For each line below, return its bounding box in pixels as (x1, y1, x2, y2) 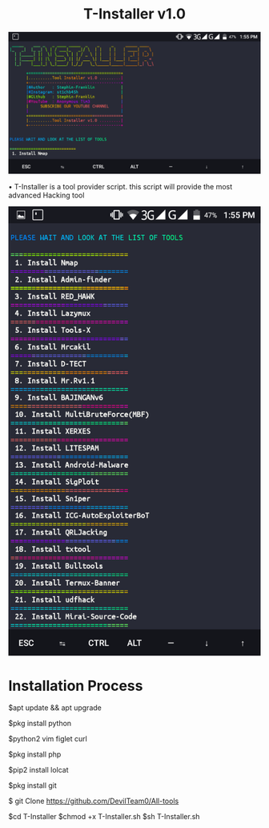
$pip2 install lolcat (8, 765, 70, 775)
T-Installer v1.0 (82, 5, 187, 23)
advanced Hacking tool (8, 190, 85, 201)
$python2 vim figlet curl (8, 734, 88, 744)
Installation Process (8, 676, 143, 695)
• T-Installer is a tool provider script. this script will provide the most (8, 182, 233, 192)
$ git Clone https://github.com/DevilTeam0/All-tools (8, 796, 179, 806)
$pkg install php (8, 749, 62, 759)
